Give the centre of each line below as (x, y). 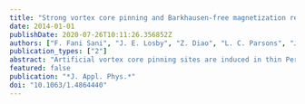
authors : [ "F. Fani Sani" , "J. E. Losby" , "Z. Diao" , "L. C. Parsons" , (148, 43)
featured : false (40, 69)
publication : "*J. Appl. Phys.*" (73, 77)
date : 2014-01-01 (42, 26)
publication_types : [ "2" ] (58, 52)
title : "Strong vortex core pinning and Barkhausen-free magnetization (148, 18)
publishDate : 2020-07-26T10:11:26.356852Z (91, 34)
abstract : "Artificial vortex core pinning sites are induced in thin (146, 60)
